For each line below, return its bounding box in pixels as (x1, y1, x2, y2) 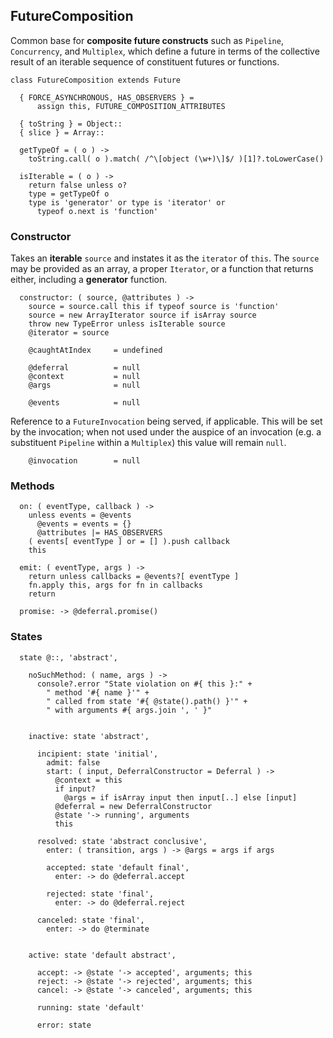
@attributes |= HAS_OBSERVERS (36, 528, 163, 538)
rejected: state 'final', (46, 889, 155, 899)
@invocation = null (28, 456, 141, 466)
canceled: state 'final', (36, 915, 145, 925)
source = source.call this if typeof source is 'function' (28, 302, 280, 312)
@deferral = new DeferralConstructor (54, 801, 213, 811)
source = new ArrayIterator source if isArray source (28, 310, 257, 321)
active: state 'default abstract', (28, 950, 177, 960)
